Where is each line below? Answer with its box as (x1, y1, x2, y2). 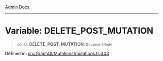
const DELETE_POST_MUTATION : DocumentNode (16, 41, 113, 47)
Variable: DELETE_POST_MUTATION (5, 25, 154, 37)
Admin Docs (5, 4, 30, 10)
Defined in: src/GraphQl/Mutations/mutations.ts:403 (5, 50, 109, 56)
